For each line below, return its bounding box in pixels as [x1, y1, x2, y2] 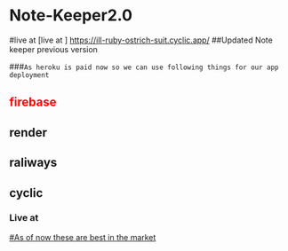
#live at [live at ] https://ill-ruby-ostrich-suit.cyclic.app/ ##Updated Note [9, 35, 273, 45]
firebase [9, 95, 57, 110]
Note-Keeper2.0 [9, 5, 133, 26]
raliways [9, 155, 58, 170]
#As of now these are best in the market [9, 231, 156, 242]
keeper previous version [9, 43, 98, 54]
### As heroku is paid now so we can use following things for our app [9, 61, 279, 72]
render [9, 125, 47, 140]
